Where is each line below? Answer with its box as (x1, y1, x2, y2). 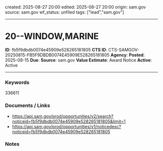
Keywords (5, 79, 30, 85)
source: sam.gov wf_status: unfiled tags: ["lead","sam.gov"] (5, 9, 125, 15)
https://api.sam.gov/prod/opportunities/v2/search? (12, 113, 114, 119)
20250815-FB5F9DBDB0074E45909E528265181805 (5, 52, 110, 58)
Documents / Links (5, 102, 50, 109)
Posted (129, 52, 144, 58)
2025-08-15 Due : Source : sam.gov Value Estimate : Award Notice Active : (5, 57, 152, 63)
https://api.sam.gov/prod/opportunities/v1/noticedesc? (12, 123, 121, 129)
